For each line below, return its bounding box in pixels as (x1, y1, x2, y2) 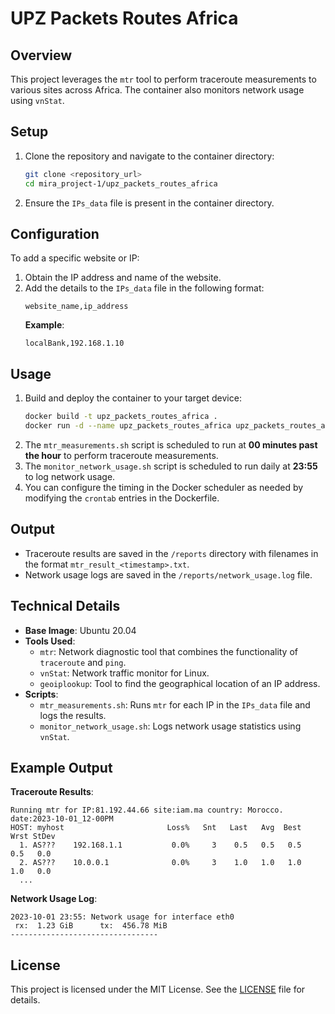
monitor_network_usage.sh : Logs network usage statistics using (39, 720, 302, 732)
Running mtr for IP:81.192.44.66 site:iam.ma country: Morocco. (10, 805, 284, 816)
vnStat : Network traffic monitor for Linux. (39, 667, 210, 679)
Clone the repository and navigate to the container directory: (24, 150, 275, 162)
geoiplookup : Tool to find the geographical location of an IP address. (39, 677, 321, 689)
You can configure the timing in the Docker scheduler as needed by (24, 481, 304, 493)
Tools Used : (24, 635, 76, 647)
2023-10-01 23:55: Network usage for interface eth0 (10, 912, 235, 922)
